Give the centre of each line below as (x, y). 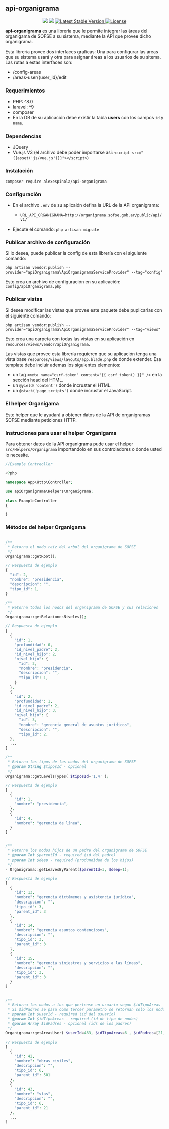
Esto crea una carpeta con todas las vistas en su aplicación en (70, 339)
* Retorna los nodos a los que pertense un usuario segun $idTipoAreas (84, 1005)
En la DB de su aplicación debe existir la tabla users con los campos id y (88, 118)
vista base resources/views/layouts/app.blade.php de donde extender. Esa (83, 359)
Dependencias (23, 136)
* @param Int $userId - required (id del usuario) (61, 1014)
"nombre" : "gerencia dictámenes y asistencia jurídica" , (75, 897)
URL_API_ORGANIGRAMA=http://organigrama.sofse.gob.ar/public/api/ (91, 215)
